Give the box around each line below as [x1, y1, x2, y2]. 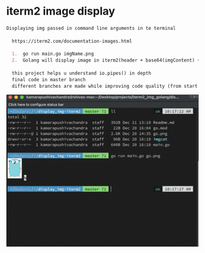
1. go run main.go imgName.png [12, 51, 95, 57]
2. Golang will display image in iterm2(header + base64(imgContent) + [12, 57, 201, 63]
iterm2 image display [6, 4, 115, 18]
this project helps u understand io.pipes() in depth [12, 70, 151, 77]
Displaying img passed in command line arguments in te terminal [6, 25, 176, 31]
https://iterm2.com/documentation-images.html [12, 38, 132, 44]
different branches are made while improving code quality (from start [12, 83, 198, 89]
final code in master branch [12, 76, 86, 83]
